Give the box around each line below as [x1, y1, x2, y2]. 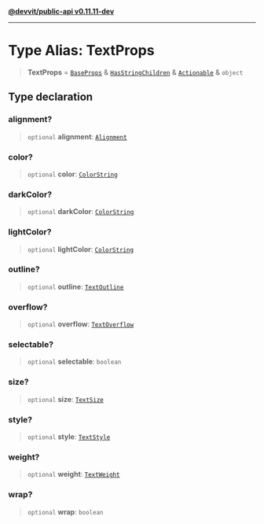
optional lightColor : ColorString [27, 244, 134, 254]
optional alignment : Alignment [27, 131, 127, 141]
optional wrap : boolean [27, 507, 104, 516]
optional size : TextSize [27, 394, 104, 404]
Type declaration [8, 90, 93, 104]
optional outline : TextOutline [27, 282, 124, 291]
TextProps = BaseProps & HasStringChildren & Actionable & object [27, 67, 244, 77]
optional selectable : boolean [27, 357, 122, 367]
